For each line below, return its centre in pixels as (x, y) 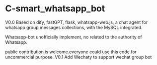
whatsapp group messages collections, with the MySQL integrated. (74, 27)
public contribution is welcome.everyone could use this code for (71, 52)
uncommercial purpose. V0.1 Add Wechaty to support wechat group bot (78, 57)
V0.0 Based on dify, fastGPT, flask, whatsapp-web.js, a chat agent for (77, 22)
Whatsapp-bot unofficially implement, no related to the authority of (74, 37)
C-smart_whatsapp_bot (55, 9)
